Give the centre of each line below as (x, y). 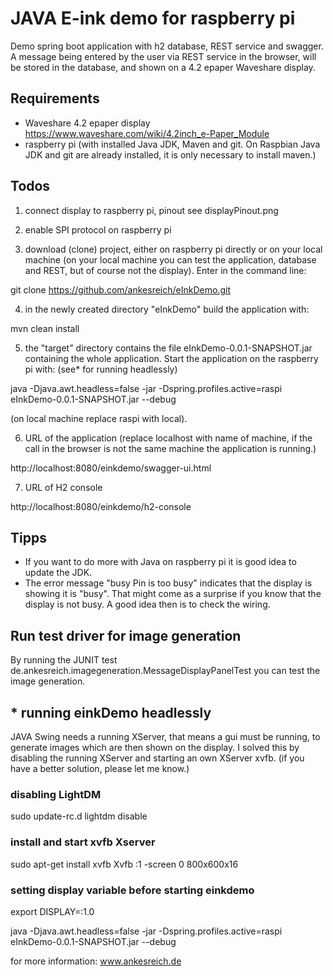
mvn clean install (45, 328)
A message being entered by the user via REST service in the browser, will (163, 56)
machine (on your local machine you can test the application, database (170, 259)
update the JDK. (58, 573)
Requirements (55, 98)
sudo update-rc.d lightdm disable (79, 816)
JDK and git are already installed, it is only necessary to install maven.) (170, 154)
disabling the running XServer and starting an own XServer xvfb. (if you (157, 758)
